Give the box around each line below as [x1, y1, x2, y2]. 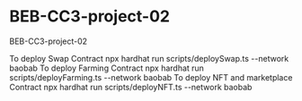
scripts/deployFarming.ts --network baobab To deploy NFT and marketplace [9, 72, 293, 82]
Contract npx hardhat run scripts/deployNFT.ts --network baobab [9, 81, 253, 92]
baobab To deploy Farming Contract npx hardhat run [9, 63, 205, 73]
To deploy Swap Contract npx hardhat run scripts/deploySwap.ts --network [9, 53, 289, 63]
